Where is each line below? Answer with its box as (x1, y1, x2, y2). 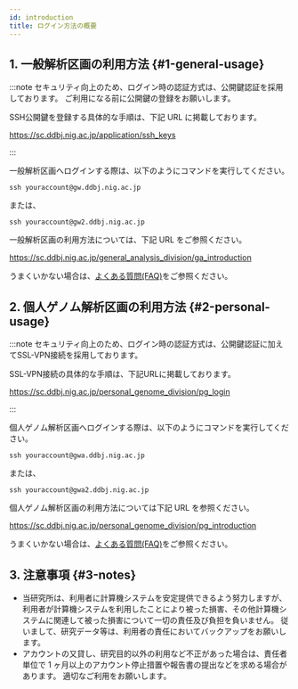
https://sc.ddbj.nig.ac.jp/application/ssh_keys (9, 130, 176, 141)
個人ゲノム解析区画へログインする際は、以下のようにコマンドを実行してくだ (9, 422, 289, 433)
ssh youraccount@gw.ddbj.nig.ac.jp (9, 184, 141, 193)
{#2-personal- (188, 299, 271, 315)
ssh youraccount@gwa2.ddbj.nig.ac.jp (9, 486, 149, 495)
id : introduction (9, 12, 74, 22)
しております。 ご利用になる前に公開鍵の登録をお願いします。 (9, 93, 236, 103)
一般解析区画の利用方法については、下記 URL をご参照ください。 (9, 234, 247, 245)
